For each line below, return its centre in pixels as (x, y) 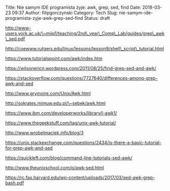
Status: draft (97, 18)
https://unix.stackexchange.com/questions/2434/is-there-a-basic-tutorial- (83, 142)
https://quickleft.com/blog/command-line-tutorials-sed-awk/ (69, 158)
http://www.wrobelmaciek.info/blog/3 (44, 133)
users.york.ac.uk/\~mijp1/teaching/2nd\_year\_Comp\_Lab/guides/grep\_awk (85, 33)
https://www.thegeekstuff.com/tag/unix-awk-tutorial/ (61, 123)
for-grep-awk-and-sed (29, 148)
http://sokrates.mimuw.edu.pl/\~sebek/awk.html (55, 103)
